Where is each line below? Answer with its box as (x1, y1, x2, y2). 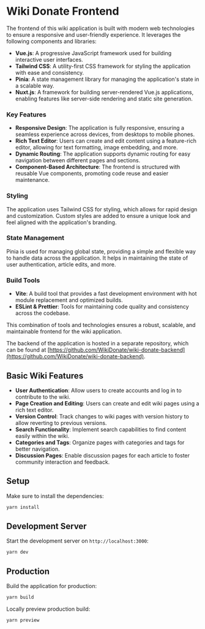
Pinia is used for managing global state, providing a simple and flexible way (6, 247, 196, 255)
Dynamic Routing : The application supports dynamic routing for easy (15, 150, 191, 157)
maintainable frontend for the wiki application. (6, 328, 122, 335)
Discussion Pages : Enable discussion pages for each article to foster (15, 451, 190, 459)
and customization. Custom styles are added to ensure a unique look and (6, 212, 191, 219)
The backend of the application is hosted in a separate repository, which (6, 340, 189, 347)
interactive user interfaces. (15, 56, 84, 63)
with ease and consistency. (15, 69, 84, 76)
